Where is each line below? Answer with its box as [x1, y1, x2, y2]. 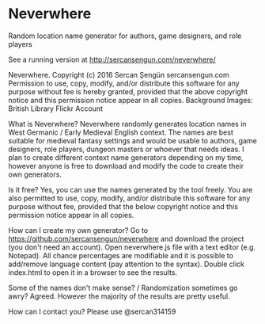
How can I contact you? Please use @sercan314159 [8, 307, 176, 316]
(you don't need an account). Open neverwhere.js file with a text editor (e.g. [8, 242, 256, 252]
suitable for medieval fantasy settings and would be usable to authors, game [8, 135, 257, 145]
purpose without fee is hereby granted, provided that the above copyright [8, 86, 248, 96]
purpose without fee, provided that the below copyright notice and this [8, 201, 239, 211]
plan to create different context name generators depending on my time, [8, 152, 244, 162]
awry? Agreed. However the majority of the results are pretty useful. [8, 291, 231, 301]
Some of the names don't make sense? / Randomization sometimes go [8, 283, 238, 292]
